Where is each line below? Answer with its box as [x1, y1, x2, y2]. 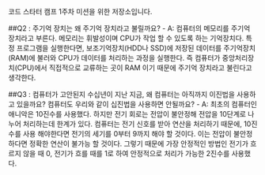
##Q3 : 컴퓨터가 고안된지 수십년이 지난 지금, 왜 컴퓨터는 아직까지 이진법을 [8, 90, 236, 99]
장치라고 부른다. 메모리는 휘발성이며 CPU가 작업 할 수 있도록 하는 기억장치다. [8, 34, 244, 43]
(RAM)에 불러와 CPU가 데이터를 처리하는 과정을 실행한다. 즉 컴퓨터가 [8, 54, 221, 62]
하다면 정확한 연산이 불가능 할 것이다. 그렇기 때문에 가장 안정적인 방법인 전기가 [8, 139, 249, 148]
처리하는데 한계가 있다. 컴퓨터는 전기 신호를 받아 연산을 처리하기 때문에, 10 [22, 119, 252, 128]
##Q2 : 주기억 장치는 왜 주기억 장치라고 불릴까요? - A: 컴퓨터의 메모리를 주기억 [8, 24, 251, 33]
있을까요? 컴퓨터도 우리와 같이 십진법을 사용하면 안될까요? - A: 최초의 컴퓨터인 [16, 99, 257, 109]
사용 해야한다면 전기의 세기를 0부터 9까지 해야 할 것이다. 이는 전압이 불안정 [22, 129, 253, 138]
